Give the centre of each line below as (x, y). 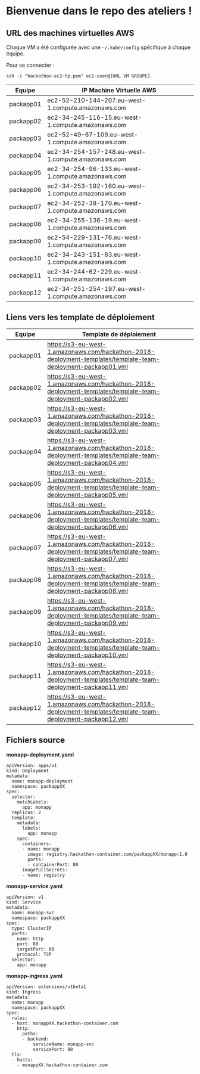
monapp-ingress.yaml (34, 976)
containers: (37, 844)
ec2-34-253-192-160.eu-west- (96, 186)
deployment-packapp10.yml (88, 655)
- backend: (35, 1039)
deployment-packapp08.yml (88, 591)
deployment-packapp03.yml (88, 430)
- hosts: (22, 1060)
